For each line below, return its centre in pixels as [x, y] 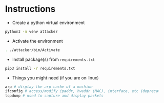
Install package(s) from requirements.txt [53, 59]
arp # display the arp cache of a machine [49, 87]
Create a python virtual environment [48, 23]
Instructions [30, 9]
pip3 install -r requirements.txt [40, 68]
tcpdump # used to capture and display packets [54, 96]
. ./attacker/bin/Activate [32, 50]
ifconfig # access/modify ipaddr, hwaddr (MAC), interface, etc [72, 91]
